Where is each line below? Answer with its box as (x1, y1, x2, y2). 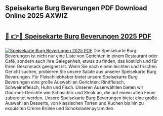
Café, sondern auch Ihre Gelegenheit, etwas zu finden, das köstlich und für (5, 58, 158, 64)
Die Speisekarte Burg (93, 48, 137, 53)
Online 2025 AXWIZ (5, 12, 68, 20)
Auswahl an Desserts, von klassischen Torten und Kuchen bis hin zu (5, 100, 144, 106)
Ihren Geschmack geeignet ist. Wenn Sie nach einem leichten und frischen (5, 64, 157, 69)
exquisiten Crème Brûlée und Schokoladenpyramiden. (5, 106, 115, 111)
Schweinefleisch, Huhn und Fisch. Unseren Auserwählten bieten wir (5, 84, 144, 90)
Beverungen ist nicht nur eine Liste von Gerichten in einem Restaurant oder (5, 53, 158, 59)
